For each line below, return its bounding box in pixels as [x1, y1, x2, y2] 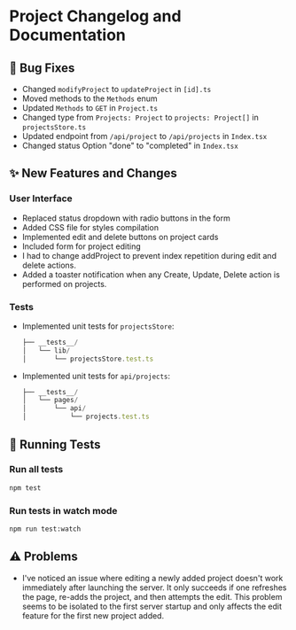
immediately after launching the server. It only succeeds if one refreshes [21, 582, 287, 593]
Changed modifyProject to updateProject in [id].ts [21, 84, 212, 94]
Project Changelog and [9, 6, 182, 27]
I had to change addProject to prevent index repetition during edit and [21, 250, 277, 261]
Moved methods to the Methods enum [21, 93, 158, 104]
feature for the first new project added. [21, 610, 165, 621]
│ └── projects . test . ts [21, 412, 150, 422]
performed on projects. [21, 278, 107, 289]
